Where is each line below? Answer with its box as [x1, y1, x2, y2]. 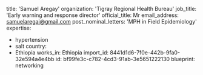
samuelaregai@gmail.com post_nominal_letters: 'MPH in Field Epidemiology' [6, 18, 197, 25]
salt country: [15, 42, 47, 50]
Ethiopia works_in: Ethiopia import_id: [15, 49, 109, 56]
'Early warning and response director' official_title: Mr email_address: [6, 11, 179, 19]
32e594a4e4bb [15, 56, 55, 62]
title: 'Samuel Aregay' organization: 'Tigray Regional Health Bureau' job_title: [6, 5, 197, 12]
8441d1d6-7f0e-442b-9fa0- [110, 49, 181, 56]
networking [15, 62, 44, 69]
